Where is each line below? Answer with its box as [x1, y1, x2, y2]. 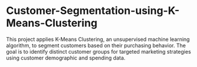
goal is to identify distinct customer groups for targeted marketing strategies [6, 48, 191, 55]
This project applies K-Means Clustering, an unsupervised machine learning [6, 36, 190, 43]
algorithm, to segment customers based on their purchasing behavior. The [6, 42, 186, 49]
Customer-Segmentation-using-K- [6, 4, 180, 17]
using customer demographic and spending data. [6, 54, 126, 61]
